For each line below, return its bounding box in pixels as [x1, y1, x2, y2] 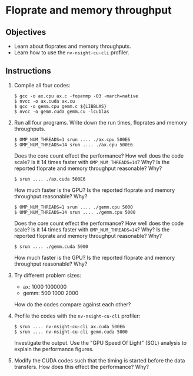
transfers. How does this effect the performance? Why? [14, 363, 149, 370]
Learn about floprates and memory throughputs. [14, 42, 131, 50]
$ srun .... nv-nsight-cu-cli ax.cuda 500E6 [14, 323, 125, 329]
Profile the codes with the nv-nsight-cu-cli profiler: [14, 312, 141, 319]
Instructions [5, 66, 51, 76]
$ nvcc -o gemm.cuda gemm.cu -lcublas [14, 109, 109, 115]
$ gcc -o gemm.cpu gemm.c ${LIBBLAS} [14, 103, 107, 109]
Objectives [5, 27, 46, 37]
